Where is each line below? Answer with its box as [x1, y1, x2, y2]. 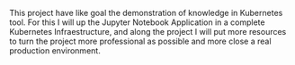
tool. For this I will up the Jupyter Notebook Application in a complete [9, 17, 265, 28]
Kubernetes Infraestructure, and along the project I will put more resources [9, 27, 287, 37]
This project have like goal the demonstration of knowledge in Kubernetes [9, 8, 283, 18]
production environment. [9, 45, 101, 56]
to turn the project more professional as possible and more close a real [9, 36, 272, 46]
